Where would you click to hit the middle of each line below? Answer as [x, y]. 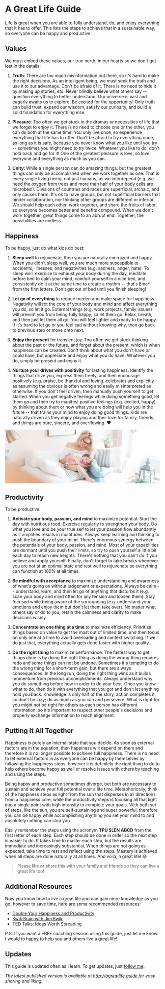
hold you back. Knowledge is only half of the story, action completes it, [84, 694]
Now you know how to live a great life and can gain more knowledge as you [82, 898]
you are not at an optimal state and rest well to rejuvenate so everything [85, 566]
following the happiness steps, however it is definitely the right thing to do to [82, 763]
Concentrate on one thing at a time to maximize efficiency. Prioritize [82, 627]
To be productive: [23, 509]
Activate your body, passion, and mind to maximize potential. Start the [84, 519]
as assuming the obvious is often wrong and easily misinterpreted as [82, 386]
